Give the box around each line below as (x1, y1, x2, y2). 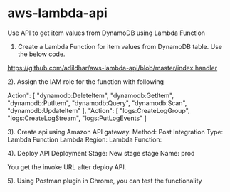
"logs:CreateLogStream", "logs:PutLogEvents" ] (7, 114, 147, 122)
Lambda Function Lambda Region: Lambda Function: (7, 135, 162, 144)
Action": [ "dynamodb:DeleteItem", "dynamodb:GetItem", (7, 91, 174, 100)
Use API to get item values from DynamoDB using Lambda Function (7, 28, 205, 37)
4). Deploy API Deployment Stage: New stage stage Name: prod (7, 149, 195, 157)
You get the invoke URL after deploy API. (7, 162, 127, 171)
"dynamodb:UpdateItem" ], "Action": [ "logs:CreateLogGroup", (7, 106, 190, 114)
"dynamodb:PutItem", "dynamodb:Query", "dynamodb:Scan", (7, 98, 187, 107)
